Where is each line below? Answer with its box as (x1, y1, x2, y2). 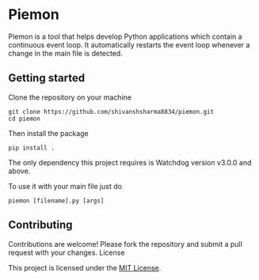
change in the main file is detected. (8, 48, 123, 58)
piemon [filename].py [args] (8, 196, 105, 205)
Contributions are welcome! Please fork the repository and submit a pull (8, 239, 243, 248)
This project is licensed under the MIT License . (8, 263, 162, 272)
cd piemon (8, 115, 41, 123)
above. (8, 166, 31, 176)
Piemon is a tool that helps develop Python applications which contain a (8, 32, 243, 41)
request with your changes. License (8, 248, 125, 257)
